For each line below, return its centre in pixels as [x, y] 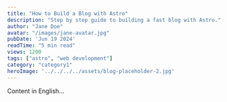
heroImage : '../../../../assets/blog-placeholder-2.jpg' [91, 71]
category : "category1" [40, 65]
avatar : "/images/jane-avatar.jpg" [58, 33]
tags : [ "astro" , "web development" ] [60, 59]
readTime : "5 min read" [42, 45]
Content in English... [36, 91]
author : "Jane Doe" [35, 26]
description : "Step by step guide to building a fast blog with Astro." [114, 20]
